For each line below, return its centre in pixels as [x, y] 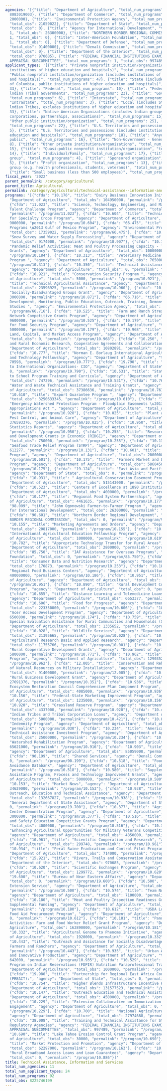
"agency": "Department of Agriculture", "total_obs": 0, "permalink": [84, 269]
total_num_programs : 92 [30, 1076]
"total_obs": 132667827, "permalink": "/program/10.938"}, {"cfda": [82, 798]
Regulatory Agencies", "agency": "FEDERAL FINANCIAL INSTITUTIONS [80, 1025]
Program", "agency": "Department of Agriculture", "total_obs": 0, [81, 589]
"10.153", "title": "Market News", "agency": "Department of [74, 784]
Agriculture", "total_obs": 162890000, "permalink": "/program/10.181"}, [87, 928]
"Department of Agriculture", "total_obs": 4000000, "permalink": [80, 492]
